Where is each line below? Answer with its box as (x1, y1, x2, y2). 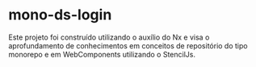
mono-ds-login (8, 6, 112, 24)
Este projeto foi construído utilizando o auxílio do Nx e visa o (8, 32, 210, 42)
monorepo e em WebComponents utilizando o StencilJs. (8, 49, 196, 59)
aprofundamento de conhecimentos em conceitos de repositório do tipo (8, 40, 248, 50)
